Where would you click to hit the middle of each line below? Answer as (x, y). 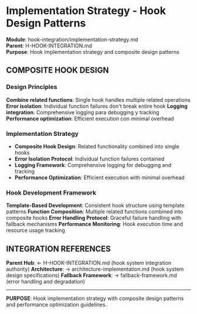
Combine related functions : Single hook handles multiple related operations (98, 100)
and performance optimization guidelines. (57, 305)
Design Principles (32, 87)
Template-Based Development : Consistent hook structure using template (95, 206)
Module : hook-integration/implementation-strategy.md (72, 39)
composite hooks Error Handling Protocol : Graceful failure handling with (94, 218)
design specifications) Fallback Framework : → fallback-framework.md (91, 275)
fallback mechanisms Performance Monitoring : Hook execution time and (95, 224)
